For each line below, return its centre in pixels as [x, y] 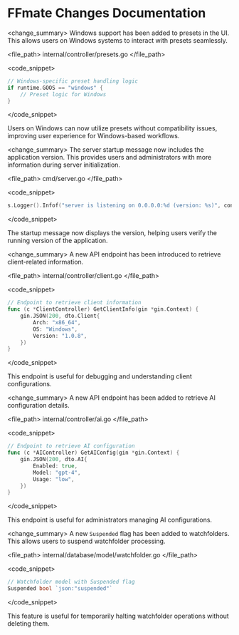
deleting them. [28, 624]
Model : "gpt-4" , [57, 473]
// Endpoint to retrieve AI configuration [71, 446]
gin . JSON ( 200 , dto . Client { [60, 316]
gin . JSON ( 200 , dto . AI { [54, 460]
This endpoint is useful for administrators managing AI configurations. [110, 520]
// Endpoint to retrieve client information [74, 303]
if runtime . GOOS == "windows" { [55, 88]
